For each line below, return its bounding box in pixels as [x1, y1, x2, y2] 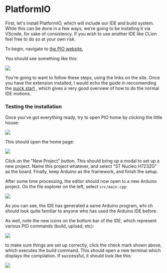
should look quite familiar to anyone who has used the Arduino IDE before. [5, 208, 158, 214]
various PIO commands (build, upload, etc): [5, 223, 94, 229]
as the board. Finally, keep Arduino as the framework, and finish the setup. [5, 169, 159, 175]
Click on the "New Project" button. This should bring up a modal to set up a [5, 158, 160, 164]
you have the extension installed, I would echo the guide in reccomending [5, 80, 157, 86]
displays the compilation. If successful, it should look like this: [5, 253, 132, 259]
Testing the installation [5, 103, 62, 110]
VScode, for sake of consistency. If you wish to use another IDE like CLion [5, 31, 157, 37]
